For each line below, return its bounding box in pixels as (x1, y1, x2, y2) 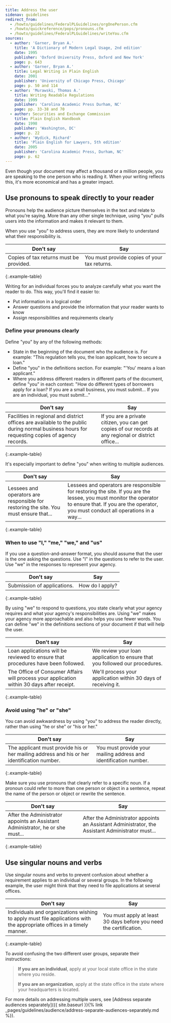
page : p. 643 (14, 60, 42, 65)
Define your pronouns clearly (5, 327, 79, 334)
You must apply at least (103, 912, 159, 919)
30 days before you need (103, 918, 163, 925)
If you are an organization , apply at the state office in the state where (17, 981, 164, 987)
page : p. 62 (14, 154, 40, 159)
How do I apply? (78, 582, 118, 589)
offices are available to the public (8, 419, 88, 426)
